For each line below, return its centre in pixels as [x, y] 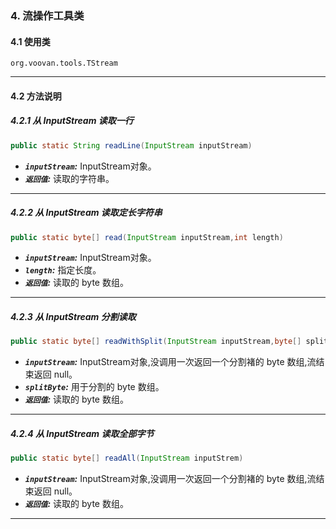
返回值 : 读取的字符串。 [69, 178]
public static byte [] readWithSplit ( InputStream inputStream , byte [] [156, 342]
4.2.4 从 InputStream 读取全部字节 [82, 433]
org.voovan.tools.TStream [64, 63]
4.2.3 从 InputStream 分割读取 [73, 316]
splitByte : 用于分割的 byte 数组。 [94, 387]
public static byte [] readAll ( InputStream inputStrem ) [127, 458]
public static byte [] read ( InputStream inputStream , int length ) [147, 237]
